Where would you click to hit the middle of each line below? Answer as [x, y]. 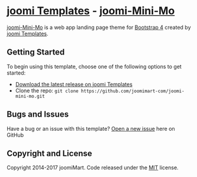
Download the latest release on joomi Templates [74, 84]
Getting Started [36, 52]
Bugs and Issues [38, 115]
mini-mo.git [30, 96]
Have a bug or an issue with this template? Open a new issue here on [91, 128]
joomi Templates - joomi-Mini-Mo [91, 11]
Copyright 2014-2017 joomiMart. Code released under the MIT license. [93, 168]
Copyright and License [49, 153]
